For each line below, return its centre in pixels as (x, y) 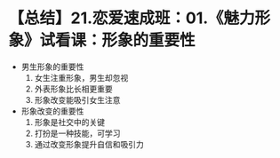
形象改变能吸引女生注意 (77, 99)
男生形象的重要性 (52, 67)
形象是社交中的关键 (70, 122)
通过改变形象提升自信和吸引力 (89, 144)
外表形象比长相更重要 (73, 89)
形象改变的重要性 (52, 111)
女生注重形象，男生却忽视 (81, 77)
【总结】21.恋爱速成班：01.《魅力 (132, 18)
